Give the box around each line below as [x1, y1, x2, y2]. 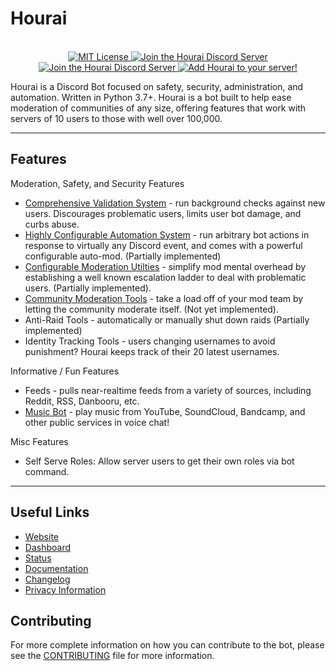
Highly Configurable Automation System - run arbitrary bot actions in [24, 228, 310, 241]
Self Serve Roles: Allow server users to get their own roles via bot [24, 455, 295, 467]
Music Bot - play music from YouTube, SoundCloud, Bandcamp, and [24, 405, 306, 417]
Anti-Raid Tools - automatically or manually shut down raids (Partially [24, 313, 310, 326]
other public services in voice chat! [24, 416, 170, 428]
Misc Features [10, 435, 69, 447]
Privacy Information [24, 583, 107, 596]
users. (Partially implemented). [24, 282, 152, 294]
